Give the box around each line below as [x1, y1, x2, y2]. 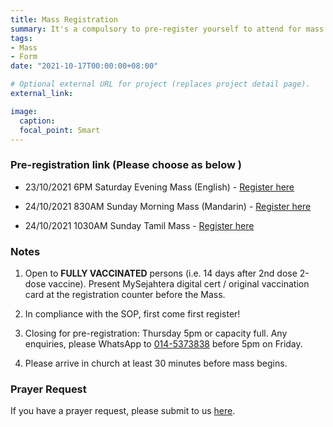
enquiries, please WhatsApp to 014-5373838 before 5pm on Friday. [24, 337, 303, 350]
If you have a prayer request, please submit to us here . [10, 405, 236, 417]
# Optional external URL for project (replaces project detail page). [10, 79, 311, 90]
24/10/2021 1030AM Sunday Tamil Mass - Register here [24, 219, 255, 231]
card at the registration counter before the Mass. [24, 288, 226, 300]
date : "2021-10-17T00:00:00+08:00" [10, 61, 159, 71]
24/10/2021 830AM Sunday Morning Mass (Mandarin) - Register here [24, 200, 312, 212]
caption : [19, 116, 56, 126]
